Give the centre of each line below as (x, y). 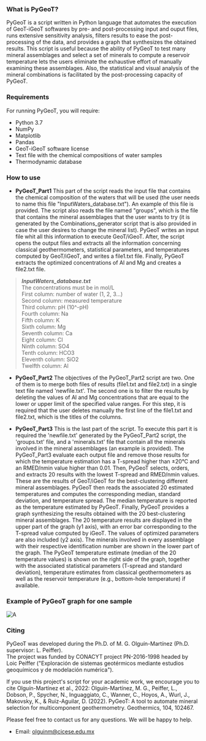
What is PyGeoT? (32, 9)
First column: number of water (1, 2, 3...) (72, 294)
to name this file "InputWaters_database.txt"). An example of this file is (105, 204)
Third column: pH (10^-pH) (55, 307)
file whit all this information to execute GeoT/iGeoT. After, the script (100, 236)
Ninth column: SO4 (45, 346)
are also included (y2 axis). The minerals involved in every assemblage (105, 540)
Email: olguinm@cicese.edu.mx (55, 732)
